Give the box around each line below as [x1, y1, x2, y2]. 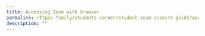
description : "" [6, 20, 48, 26]
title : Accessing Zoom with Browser [6, 9, 99, 15]
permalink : [6, 15, 34, 21]
